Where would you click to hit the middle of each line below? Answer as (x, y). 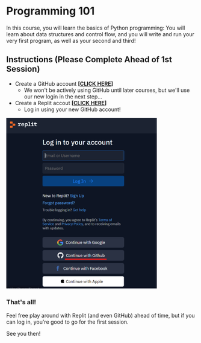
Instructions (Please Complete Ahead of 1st (89, 59)
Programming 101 (51, 11)
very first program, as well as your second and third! (71, 40)
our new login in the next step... (63, 96)
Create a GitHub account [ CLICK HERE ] (64, 83)
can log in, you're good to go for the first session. (67, 322)
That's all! (21, 302)
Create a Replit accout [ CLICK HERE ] (61, 103)
